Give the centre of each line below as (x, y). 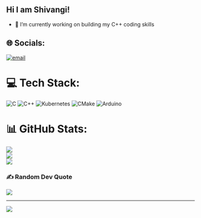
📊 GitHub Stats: (47, 129)
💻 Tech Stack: (43, 83)
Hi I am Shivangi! (38, 10)
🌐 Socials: (26, 43)
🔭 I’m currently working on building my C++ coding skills (84, 24)
